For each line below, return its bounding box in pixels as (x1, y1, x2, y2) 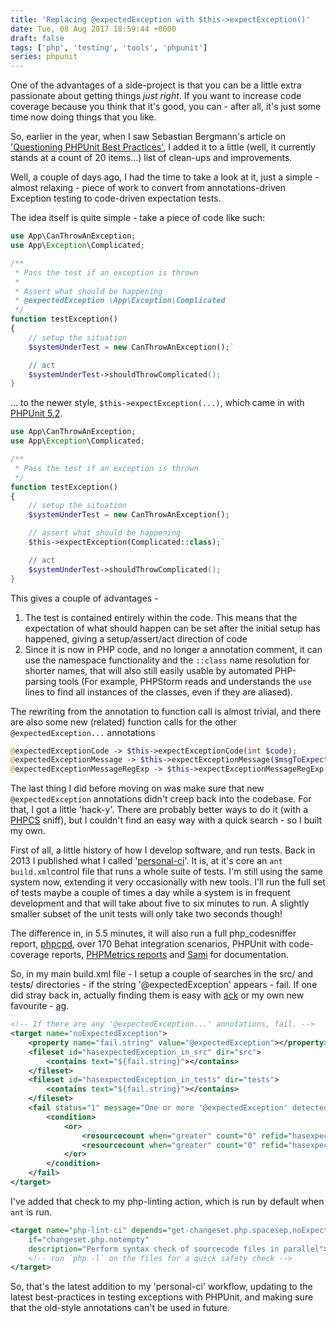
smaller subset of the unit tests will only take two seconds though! (10, 908, 283, 920)
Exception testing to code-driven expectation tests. (10, 192, 222, 205)
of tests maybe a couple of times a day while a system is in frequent (10, 887, 291, 899)
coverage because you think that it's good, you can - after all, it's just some (10, 101, 322, 113)
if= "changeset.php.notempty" (28, 1234, 150, 1245)
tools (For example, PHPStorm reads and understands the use (58, 675, 312, 687)
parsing (24, 675, 57, 687)
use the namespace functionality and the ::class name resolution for (24, 654, 310, 666)
